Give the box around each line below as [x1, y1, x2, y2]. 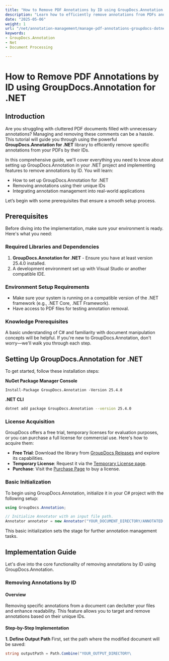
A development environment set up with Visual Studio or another [12, 265, 147, 272]
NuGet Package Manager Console [5, 378, 78, 384]
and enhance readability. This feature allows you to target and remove [5, 608, 150, 614]
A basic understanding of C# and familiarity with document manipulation [5, 329, 155, 336]
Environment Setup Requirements [5, 283, 90, 290]
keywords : [5, 31, 26, 36]
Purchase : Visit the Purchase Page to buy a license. [12, 466, 120, 472]
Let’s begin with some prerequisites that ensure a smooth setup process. [5, 197, 156, 204]
